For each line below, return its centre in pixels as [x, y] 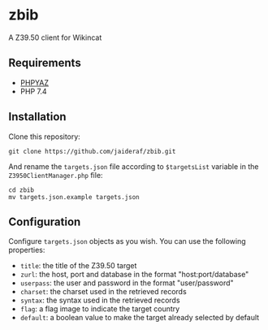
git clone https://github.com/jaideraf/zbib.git [92, 151]
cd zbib [22, 190]
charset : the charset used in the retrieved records [103, 292]
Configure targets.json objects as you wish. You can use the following [127, 241]
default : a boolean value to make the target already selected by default [140, 318]
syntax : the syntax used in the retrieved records [100, 300]
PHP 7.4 [33, 91]
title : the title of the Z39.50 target [78, 266]
